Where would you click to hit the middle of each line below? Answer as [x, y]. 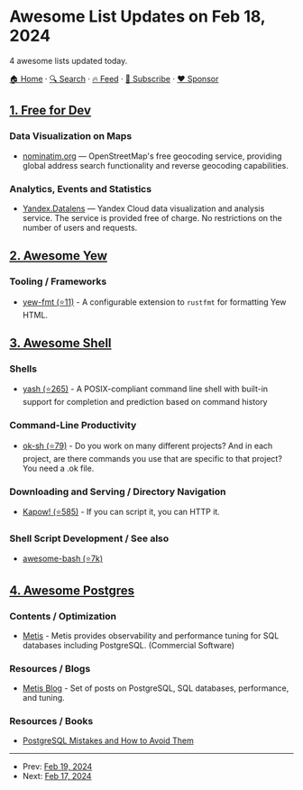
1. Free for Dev [50, 110]
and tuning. [43, 698]
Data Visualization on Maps [71, 136]
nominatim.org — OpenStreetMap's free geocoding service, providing [152, 156]
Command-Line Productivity [73, 426]
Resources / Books [51, 721]
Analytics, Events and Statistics [80, 188]
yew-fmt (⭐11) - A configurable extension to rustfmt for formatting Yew [154, 302]
